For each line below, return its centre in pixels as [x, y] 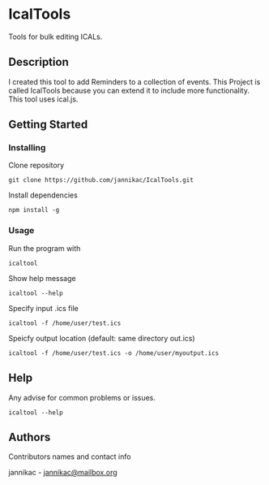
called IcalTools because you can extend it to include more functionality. [129, 90]
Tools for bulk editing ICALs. [56, 37]
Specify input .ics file [43, 308]
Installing [27, 148]
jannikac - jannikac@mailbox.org [63, 473]
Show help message [42, 278]
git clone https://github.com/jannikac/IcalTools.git [101, 180]
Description [38, 62]
